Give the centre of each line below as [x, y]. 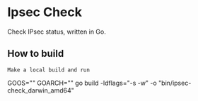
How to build [36, 54]
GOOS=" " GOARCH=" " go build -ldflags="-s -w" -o [82, 83]
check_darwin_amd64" [41, 90]
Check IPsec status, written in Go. [57, 32]
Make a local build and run [49, 70]
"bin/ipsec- [175, 83]
